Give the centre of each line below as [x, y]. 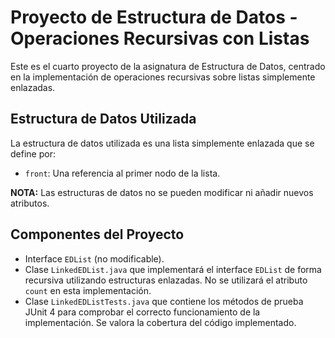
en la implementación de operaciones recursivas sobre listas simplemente [163, 77]
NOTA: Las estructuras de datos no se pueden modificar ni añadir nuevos [162, 192]
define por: [33, 153]
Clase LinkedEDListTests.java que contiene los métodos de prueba [164, 301]
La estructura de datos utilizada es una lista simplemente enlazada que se [162, 143]
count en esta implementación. [88, 290]
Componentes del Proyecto [97, 234]
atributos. [30, 203]
